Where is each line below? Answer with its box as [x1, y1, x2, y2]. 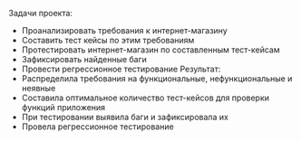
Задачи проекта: [8, 8, 73, 18]
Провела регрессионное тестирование [21, 121, 174, 132]
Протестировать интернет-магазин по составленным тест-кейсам [21, 44, 280, 55]
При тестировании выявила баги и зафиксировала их [21, 112, 228, 122]
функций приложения [21, 102, 106, 112]
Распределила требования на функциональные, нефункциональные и [21, 73, 293, 84]
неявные [21, 83, 56, 93]
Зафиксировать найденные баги [21, 54, 147, 64]
